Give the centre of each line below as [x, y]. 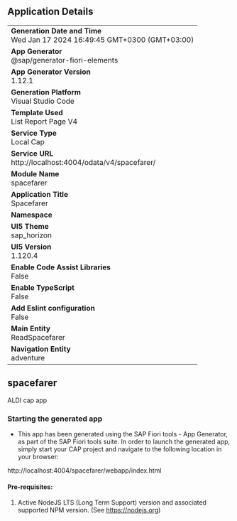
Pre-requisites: [30, 487]
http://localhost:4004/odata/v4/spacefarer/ [83, 162]
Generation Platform [46, 92]
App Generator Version [51, 72]
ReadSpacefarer [38, 337]
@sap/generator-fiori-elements [65, 60]
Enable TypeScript [43, 287]
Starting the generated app [55, 419]
